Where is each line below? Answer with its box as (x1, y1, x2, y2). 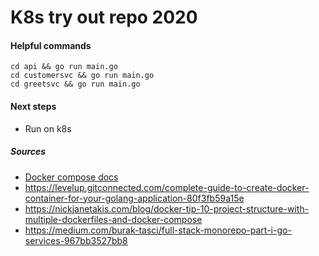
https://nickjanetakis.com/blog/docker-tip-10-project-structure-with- (24, 202, 310, 215)
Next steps (10, 100, 57, 112)
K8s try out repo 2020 (10, 6, 198, 29)
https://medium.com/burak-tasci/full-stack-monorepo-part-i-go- (24, 224, 292, 236)
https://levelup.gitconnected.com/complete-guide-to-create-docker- (24, 181, 310, 193)
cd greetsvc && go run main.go (10, 79, 141, 90)
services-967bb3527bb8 (24, 234, 128, 246)
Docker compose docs (24, 171, 119, 183)
